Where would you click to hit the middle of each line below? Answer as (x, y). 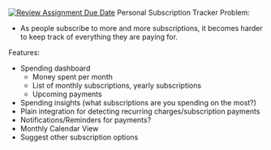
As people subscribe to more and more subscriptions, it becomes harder (142, 28)
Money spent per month (73, 77)
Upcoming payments (67, 94)
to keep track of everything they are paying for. (99, 37)
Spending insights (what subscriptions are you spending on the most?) (138, 103)
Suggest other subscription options (79, 137)
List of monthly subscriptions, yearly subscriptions (116, 86)
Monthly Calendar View (59, 129)
